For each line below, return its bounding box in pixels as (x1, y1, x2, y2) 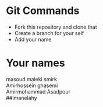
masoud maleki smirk (6, 75, 57, 82)
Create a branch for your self (14, 29, 84, 36)
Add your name (14, 36, 52, 43)
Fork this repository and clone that (14, 23, 97, 30)
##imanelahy (6, 94, 37, 101)
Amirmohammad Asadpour (6, 88, 71, 95)
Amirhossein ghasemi (6, 82, 58, 89)
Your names (6, 57, 65, 70)
